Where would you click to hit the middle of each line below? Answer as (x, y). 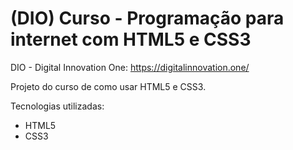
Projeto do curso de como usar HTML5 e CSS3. (108, 86)
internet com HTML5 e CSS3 (131, 39)
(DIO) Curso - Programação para (147, 18)
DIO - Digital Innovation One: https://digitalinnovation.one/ (130, 67)
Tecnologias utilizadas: (57, 106)
